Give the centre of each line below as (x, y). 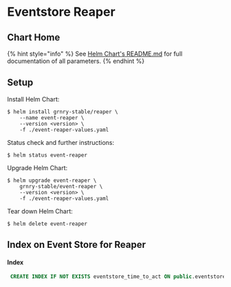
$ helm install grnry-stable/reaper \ (63, 112)
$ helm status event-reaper (47, 155)
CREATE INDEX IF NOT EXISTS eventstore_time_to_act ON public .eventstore (118, 277)
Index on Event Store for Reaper (77, 245)
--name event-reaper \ (52, 117)
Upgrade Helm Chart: (37, 168)
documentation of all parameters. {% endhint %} (76, 61)
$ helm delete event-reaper (47, 224)
